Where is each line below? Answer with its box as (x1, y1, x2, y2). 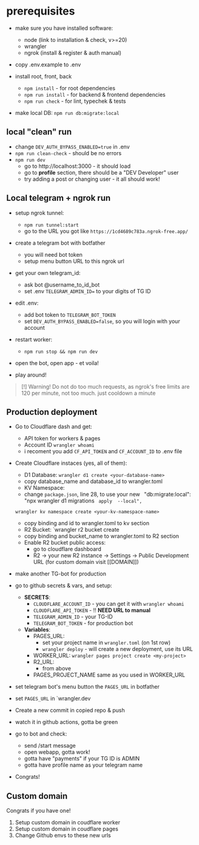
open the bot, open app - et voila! (15, 359, 99, 366)
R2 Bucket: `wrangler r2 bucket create (24, 526, 120, 534)
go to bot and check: (15, 730, 67, 737)
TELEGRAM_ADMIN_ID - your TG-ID (33, 613, 113, 621)
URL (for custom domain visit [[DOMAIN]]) (33, 558, 140, 566)
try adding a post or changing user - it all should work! (24, 175, 161, 183)
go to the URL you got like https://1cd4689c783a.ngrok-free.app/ (24, 227, 189, 235)
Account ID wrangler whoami (24, 441, 95, 448)
